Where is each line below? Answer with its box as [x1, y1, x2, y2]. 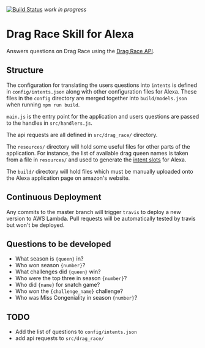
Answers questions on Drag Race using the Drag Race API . [6, 47, 155, 54]
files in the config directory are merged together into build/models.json [6, 94, 187, 102]
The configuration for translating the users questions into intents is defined [6, 81, 198, 89]
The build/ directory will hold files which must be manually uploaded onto [6, 168, 194, 175]
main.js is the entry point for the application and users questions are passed [6, 113, 199, 120]
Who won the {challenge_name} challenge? [15, 287, 124, 295]
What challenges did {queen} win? [15, 268, 101, 275]
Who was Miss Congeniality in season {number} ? [15, 294, 138, 302]
